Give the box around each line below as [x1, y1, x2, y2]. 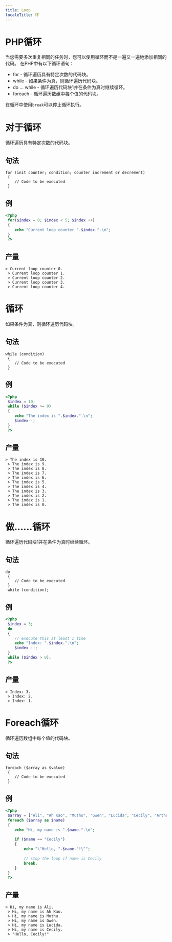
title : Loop [5, 7, 31, 13]
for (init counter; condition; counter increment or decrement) [5, 170, 145, 176]
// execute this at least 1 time [14, 636, 86, 641]
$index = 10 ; [7, 399, 36, 404]
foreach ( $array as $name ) [7, 817, 66, 823]
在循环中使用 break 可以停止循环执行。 [5, 101, 84, 108]
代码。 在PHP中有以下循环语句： [5, 60, 74, 67]
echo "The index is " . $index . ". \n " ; [14, 413, 93, 418]
